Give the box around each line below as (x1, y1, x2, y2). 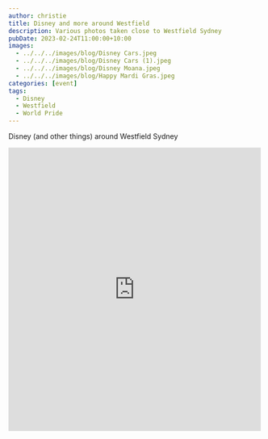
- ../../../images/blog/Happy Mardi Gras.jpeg (15, 72, 175, 80)
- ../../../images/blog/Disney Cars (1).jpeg (15, 57, 172, 65)
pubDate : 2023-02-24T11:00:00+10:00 (8, 34, 132, 43)
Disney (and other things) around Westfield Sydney (8, 132, 178, 141)
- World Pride (15, 110, 63, 118)
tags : (8, 86, 27, 95)
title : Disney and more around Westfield (8, 19, 150, 27)
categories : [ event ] (8, 79, 78, 87)
